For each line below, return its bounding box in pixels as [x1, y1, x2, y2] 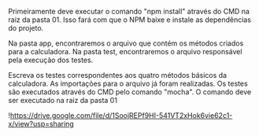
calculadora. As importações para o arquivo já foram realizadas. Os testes [8, 79, 248, 88]
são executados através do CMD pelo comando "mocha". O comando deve [8, 87, 252, 97]
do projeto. [8, 24, 44, 32]
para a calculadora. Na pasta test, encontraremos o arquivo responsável [8, 47, 242, 56]
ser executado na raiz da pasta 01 [8, 96, 118, 105]
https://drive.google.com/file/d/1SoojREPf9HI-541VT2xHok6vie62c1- [10, 111, 233, 120]
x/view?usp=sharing [8, 119, 75, 128]
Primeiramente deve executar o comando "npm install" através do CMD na [8, 7, 250, 16]
